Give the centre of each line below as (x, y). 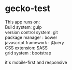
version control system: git (31, 32)
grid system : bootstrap (28, 53)
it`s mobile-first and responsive (36, 62)
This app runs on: (22, 22)
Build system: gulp (23, 27)
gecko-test (28, 9)
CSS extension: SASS (26, 48)
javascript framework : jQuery (35, 42)
